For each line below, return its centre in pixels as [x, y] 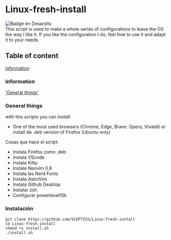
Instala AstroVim [30, 179]
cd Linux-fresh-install [31, 224]
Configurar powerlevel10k [40, 196]
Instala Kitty [25, 163]
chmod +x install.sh [27, 228]
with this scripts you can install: [38, 117]
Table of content [32, 56]
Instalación [19, 209]
